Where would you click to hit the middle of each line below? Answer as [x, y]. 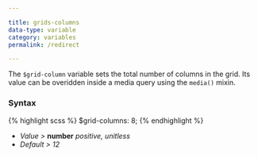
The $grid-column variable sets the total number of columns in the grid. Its [129, 74]
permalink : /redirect [44, 44]
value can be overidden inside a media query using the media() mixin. [122, 82]
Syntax [22, 103]
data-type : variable [42, 30]
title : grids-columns [44, 22]
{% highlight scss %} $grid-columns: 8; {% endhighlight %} [106, 121]
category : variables [42, 37]
